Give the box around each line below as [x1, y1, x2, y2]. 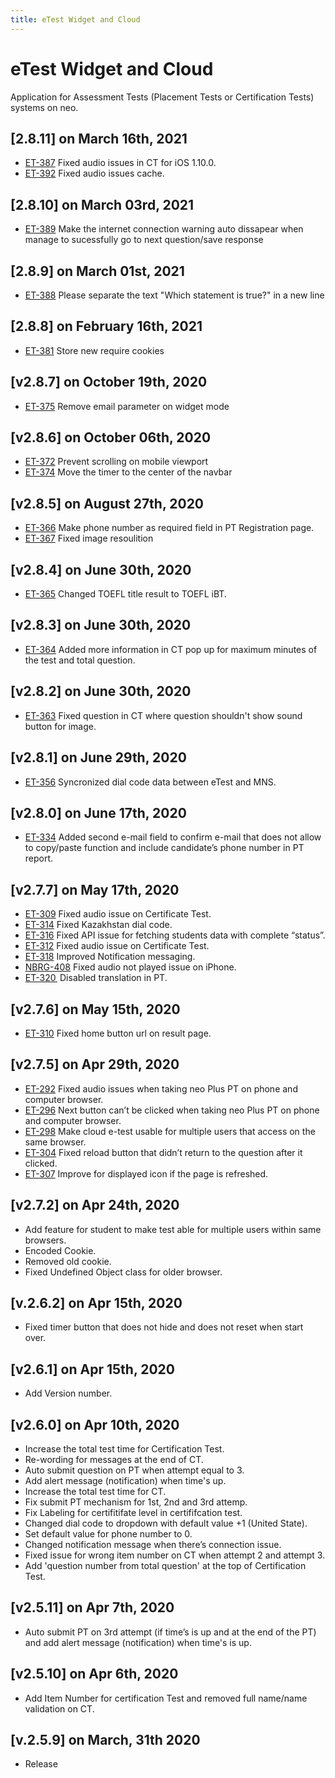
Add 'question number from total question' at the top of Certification [24, 1560, 307, 1571]
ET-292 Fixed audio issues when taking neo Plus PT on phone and [24, 1082, 298, 1095]
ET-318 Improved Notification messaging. [24, 951, 196, 963]
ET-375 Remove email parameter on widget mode [24, 400, 230, 412]
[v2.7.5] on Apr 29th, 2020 [10, 1056, 180, 1073]
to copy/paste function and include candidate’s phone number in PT [24, 842, 305, 854]
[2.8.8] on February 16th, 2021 [10, 318, 203, 335]
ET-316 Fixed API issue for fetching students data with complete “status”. [24, 929, 326, 941]
